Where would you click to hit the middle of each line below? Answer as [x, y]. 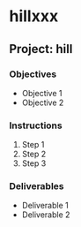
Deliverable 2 [46, 215]
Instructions [36, 125]
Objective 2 [43, 102]
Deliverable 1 [45, 206]
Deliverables [37, 186]
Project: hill [41, 49]
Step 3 [34, 163]
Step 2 [34, 154]
